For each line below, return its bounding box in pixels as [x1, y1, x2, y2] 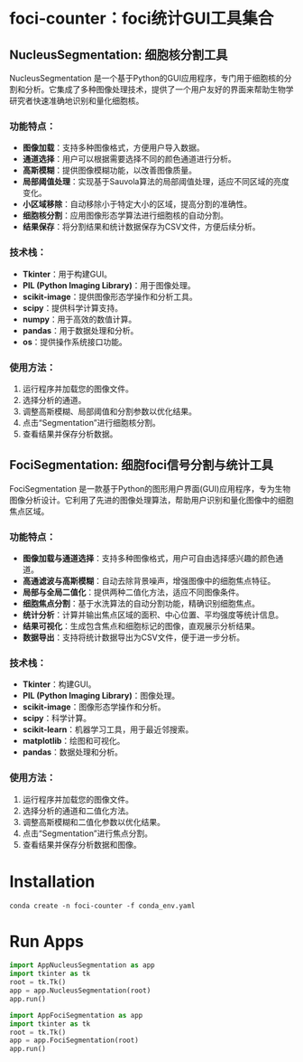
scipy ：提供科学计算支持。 [22, 302, 124, 313]
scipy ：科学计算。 [22, 713, 92, 724]
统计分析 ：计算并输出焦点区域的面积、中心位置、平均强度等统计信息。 [22, 609, 284, 620]
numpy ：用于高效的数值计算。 [22, 314, 137, 324]
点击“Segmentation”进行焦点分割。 [22, 828, 153, 839]
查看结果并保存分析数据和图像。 [22, 839, 142, 850]
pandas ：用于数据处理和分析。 [22, 324, 139, 335]
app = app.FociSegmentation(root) [9, 1036, 140, 1045]
